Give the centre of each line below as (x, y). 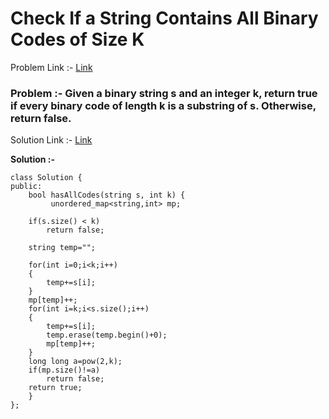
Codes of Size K (77, 39)
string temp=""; (62, 248)
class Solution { (46, 178)
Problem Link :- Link (51, 67)
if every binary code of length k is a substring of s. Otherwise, (163, 105)
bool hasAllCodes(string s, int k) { (107, 195)
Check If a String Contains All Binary (164, 18)
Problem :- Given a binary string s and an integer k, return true (164, 93)
